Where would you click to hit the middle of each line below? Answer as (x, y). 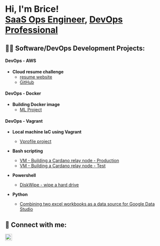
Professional (32, 30)
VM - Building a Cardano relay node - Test (62, 166)
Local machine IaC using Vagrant (47, 132)
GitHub (27, 82)
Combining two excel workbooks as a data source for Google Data (87, 204)
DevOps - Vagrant (24, 121)
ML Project (31, 109)
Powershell (24, 176)
